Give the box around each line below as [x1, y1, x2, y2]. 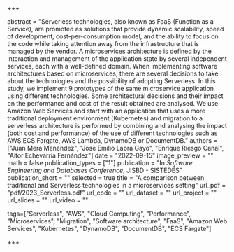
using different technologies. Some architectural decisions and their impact [7, 92, 224, 100]
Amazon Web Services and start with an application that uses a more [7, 106, 206, 115]
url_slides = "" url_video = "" [7, 196, 89, 204]
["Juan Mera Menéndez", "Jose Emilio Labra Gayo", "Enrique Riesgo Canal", [7, 144, 224, 152]
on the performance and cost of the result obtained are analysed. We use [7, 99, 219, 107]
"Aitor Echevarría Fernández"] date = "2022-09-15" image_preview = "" [7, 151, 214, 160]
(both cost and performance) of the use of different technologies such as [7, 129, 218, 137]
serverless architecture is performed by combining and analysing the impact [7, 122, 227, 129]
